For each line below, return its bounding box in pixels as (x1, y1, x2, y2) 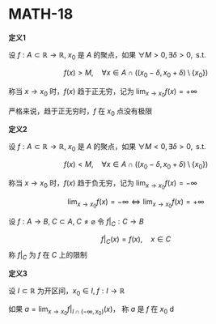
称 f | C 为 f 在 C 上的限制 (8, 249, 87, 262)
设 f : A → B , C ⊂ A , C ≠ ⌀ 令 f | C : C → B (8, 216, 144, 228)
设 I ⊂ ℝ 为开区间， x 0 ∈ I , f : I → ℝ (8, 285, 125, 297)
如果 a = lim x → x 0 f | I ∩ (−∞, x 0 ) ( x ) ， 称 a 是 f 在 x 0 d (8, 305, 175, 317)
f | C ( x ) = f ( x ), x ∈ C (100, 234, 172, 245)
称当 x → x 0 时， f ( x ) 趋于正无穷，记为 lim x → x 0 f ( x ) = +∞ (8, 86, 198, 99)
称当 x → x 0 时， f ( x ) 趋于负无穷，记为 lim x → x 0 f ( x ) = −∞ (8, 178, 198, 191)
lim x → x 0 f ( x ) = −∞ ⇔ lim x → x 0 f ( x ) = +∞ (67, 197, 205, 210)
